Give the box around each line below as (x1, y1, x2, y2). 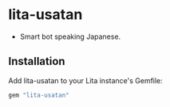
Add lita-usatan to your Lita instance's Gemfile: (8, 75, 164, 85)
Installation (8, 55, 65, 68)
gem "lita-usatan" (8, 91, 69, 99)
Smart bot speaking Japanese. (19, 32, 121, 41)
